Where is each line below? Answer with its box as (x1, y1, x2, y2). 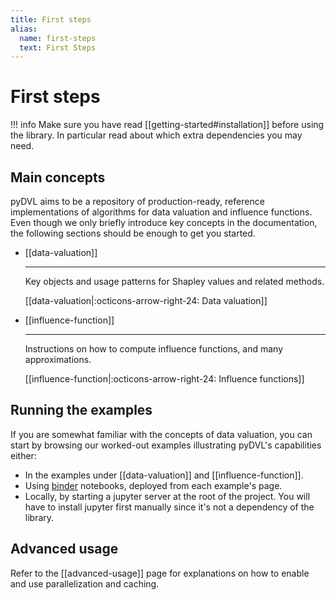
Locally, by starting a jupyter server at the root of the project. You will (24, 490, 311, 502)
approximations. (24, 354, 92, 365)
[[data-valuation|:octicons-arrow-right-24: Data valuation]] (24, 295, 268, 306)
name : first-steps (19, 33, 97, 43)
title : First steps (10, 14, 92, 25)
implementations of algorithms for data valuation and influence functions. (10, 206, 313, 218)
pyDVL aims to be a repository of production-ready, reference (10, 196, 265, 207)
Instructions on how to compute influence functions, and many (24, 343, 284, 355)
